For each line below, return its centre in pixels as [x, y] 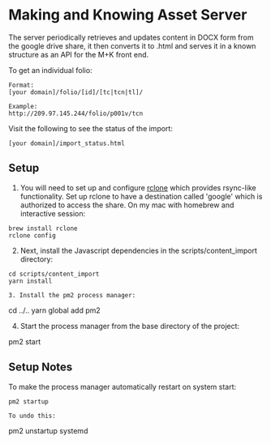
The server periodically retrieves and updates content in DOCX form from [131, 37]
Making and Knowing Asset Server [128, 15]
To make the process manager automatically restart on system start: [123, 386]
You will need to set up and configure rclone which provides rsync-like [138, 187]
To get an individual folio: [50, 70]
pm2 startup [28, 401]
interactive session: [53, 213]
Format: [22, 85]
